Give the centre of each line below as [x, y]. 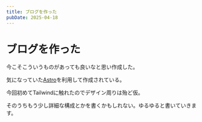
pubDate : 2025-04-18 [32, 18]
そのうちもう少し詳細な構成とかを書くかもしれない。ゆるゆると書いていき [99, 106]
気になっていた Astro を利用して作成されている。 [66, 80]
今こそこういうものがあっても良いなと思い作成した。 [72, 67]
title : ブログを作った [32, 12]
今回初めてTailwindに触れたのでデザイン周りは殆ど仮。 [75, 93]
